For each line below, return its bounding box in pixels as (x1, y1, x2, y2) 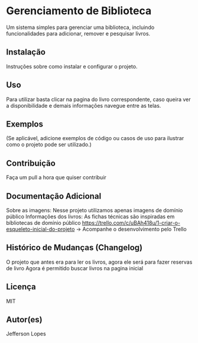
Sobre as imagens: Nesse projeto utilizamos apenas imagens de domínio (6, 207, 183, 213)
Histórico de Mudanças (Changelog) (6, 242, 143, 253)
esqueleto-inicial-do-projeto (6, 226, 75, 232)
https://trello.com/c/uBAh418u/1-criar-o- (82, 219, 180, 226)
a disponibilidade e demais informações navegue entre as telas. (6, 102, 161, 109)
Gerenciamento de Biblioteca (6, 4, 152, 18)
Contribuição (6, 158, 56, 168)
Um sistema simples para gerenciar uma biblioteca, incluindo (6, 24, 155, 31)
